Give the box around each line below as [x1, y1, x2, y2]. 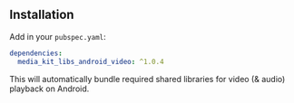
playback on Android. [9, 83, 90, 94]
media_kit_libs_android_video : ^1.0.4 [17, 57, 165, 66]
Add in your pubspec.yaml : [9, 31, 106, 42]
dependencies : [9, 49, 64, 58]
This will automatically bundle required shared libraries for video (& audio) [9, 73, 286, 84]
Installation [9, 7, 74, 23]
